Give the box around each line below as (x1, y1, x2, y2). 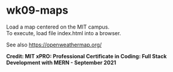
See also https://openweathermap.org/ (6, 41, 102, 48)
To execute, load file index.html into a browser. (6, 29, 122, 36)
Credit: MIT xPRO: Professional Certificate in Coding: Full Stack (6, 52, 167, 60)
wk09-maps (6, 4, 69, 17)
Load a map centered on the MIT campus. (6, 23, 110, 30)
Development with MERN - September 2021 (6, 59, 117, 66)
